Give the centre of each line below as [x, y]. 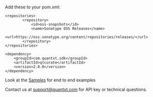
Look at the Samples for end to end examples [50, 80]
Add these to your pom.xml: [33, 7]
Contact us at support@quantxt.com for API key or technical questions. [76, 89]
